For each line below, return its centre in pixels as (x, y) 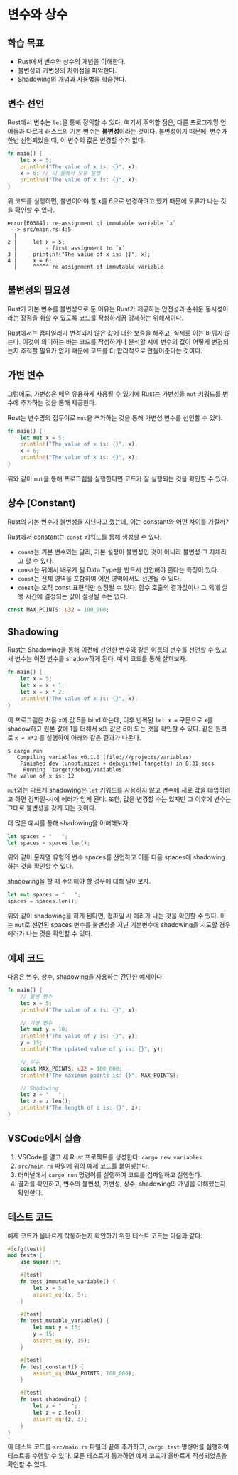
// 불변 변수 (37, 997)
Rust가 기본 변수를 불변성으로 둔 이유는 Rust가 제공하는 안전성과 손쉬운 (106, 309)
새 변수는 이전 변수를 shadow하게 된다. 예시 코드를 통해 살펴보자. (97, 659)
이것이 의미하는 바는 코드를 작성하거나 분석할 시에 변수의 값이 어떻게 (116, 341)
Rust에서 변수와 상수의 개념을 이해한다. (72, 61)
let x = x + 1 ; (43, 686)
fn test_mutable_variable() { (65, 1321)
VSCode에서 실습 (44, 1138)
